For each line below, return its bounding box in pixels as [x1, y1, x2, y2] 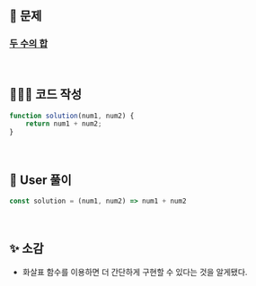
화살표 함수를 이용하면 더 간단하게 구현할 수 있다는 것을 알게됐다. [22, 266, 248, 277]
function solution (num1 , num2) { [9, 111, 135, 120]
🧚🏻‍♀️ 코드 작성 [9, 87, 83, 102]
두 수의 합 [9, 38, 48, 50]
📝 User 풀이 [9, 172, 72, 187]
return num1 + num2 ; [25, 119, 102, 128]
